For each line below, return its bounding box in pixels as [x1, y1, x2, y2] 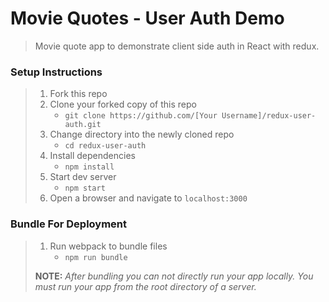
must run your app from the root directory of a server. [34, 280, 257, 292]
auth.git [64, 120, 102, 130]
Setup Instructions [10, 65, 103, 79]
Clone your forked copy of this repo [49, 98, 197, 111]
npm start [64, 183, 106, 194]
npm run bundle [64, 252, 128, 262]
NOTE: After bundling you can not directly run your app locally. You [34, 270, 314, 282]
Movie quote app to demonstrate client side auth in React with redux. [34, 40, 320, 52]
